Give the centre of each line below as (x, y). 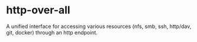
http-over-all (38, 10)
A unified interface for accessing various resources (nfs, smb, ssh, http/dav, (99, 26)
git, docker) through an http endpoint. (52, 32)
